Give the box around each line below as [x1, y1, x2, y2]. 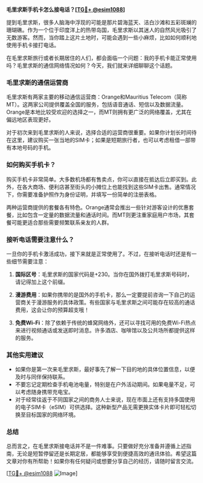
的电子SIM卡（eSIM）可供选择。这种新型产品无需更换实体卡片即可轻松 [14, 404, 192, 411]
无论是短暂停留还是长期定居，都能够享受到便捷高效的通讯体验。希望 [16, 450, 186, 458]
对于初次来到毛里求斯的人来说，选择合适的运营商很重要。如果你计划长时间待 [6, 129, 197, 136]
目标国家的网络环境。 [25, 411, 79, 418]
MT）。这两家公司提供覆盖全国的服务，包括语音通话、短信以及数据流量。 [6, 101, 187, 108]
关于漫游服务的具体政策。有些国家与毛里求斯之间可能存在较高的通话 [25, 298, 195, 306]
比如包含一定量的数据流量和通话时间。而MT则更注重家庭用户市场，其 [16, 211, 189, 218]
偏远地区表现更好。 [6, 116, 54, 123]
